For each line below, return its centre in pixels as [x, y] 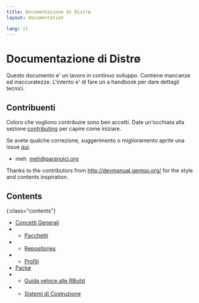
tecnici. [16, 88]
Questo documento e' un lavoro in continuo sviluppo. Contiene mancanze [98, 75]
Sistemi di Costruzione [52, 293]
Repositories [40, 248]
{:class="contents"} [31, 211]
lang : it [17, 29]
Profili [32, 261]
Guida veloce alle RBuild [54, 280]
